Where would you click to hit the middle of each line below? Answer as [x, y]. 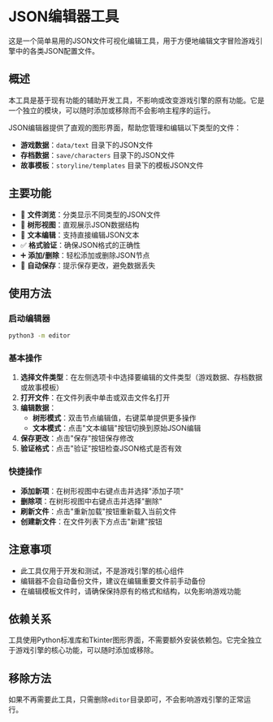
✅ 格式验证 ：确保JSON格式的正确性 [80, 245]
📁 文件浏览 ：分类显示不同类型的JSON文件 [90, 214]
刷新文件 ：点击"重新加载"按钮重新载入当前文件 [98, 511]
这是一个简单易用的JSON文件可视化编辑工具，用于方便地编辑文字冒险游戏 [132, 41]
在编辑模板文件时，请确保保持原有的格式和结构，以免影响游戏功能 [130, 591]
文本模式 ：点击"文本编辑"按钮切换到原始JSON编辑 [117, 428]
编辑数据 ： [38, 408]
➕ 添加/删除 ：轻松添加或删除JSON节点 [85, 255]
